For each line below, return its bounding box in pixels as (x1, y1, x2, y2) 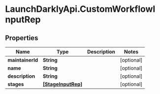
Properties (5, 34, 38, 42)
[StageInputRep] (42, 81, 83, 88)
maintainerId (7, 57, 38, 63)
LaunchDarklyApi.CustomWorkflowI (5, 3, 156, 15)
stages (7, 81, 24, 88)
